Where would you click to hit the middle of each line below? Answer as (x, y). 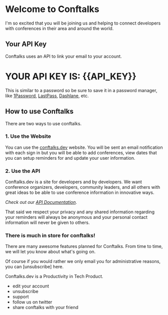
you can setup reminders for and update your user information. (70, 158)
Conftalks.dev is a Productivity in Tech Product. (54, 276)
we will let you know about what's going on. (50, 252)
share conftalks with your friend (45, 307)
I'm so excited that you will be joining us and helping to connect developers (83, 23)
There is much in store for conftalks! (50, 235)
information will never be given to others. (48, 223)
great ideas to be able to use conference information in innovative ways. (80, 193)
